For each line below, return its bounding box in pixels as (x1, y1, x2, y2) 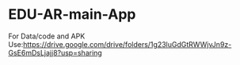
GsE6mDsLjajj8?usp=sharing (8, 48, 103, 57)
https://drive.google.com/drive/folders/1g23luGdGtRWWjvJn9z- (23, 39, 232, 49)
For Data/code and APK (8, 31, 86, 41)
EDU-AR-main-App (8, 5, 136, 23)
